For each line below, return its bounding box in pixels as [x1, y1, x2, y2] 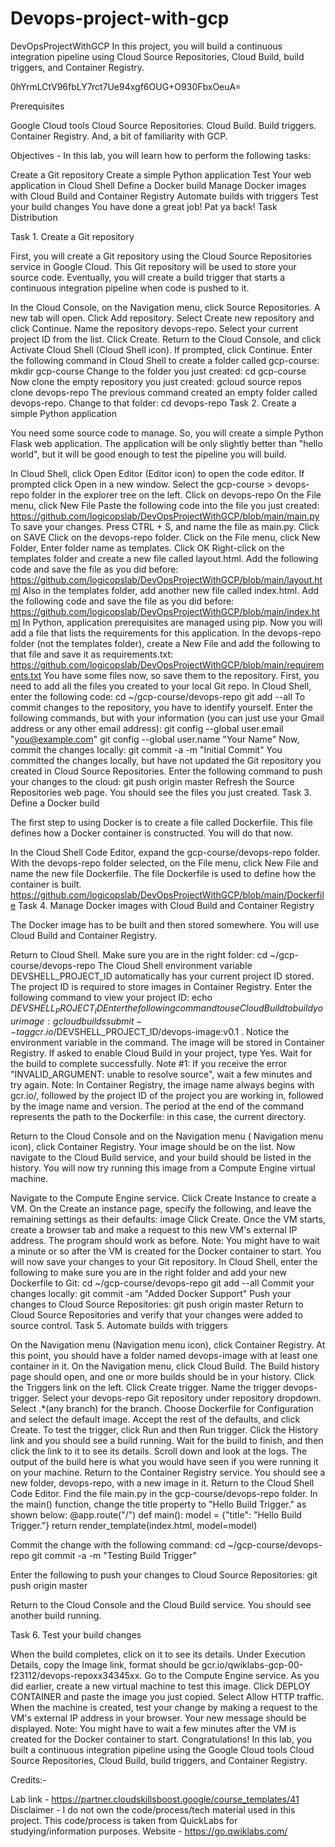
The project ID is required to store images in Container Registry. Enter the [10, 980, 313, 992]
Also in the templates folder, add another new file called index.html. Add [22, 584, 320, 596]
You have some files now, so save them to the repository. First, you [43, 669, 320, 681]
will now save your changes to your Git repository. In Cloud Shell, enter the [10, 1255, 318, 1267]
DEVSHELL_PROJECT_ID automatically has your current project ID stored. [10, 970, 315, 982]
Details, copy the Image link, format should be [10, 1658, 200, 1671]
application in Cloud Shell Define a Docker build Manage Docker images [10, 179, 307, 191]
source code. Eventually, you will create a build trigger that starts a [10, 271, 286, 283]
